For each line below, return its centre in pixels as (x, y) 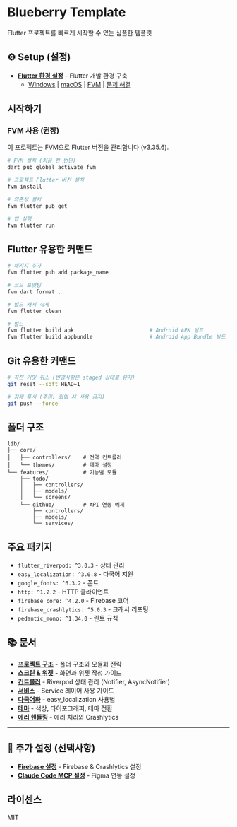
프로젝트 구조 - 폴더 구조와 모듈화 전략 (69, 664)
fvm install (25, 187)
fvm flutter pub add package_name (58, 273)
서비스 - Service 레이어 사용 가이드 (66, 691)
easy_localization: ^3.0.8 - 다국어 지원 (75, 574)
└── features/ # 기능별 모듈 (62, 473)
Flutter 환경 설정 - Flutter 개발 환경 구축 (73, 76)
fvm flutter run (31, 225)
